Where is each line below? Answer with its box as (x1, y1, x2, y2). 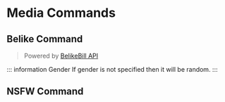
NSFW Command (6, 86, 84, 98)
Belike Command (6, 33, 83, 45)
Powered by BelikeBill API (23, 51, 99, 60)
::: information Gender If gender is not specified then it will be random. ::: (6, 65, 218, 73)
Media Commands (6, 5, 116, 21)
